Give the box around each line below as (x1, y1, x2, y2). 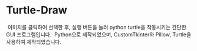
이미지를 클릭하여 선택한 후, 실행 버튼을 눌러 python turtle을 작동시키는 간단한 (7, 23, 187, 30)
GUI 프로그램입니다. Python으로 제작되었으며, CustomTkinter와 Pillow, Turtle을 (6, 30, 192, 38)
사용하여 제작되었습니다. (6, 38, 62, 45)
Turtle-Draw (6, 4, 67, 17)
